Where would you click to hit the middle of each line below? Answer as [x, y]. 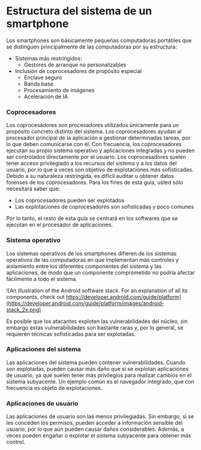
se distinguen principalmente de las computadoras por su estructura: [91, 47]
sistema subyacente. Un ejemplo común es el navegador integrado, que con [100, 381]
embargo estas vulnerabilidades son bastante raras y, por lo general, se [95, 327]
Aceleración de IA [46, 96]
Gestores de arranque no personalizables [75, 65]
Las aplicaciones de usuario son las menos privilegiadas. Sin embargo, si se [100, 416]
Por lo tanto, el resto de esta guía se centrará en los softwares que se [92, 218]
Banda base [39, 84]
